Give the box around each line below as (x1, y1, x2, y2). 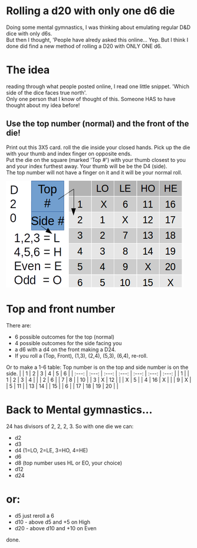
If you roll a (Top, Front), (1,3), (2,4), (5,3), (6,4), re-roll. (14, 352, 148, 359)
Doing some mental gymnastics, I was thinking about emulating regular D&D (6, 24, 191, 31)
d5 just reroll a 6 (14, 512, 55, 519)
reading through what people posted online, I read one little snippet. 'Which (6, 83, 190, 90)
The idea (6, 63, 50, 77)
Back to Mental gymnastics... (6, 403, 153, 416)
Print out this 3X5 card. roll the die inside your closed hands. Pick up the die (6, 144, 191, 151)
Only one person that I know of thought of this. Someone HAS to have (6, 95, 176, 102)
